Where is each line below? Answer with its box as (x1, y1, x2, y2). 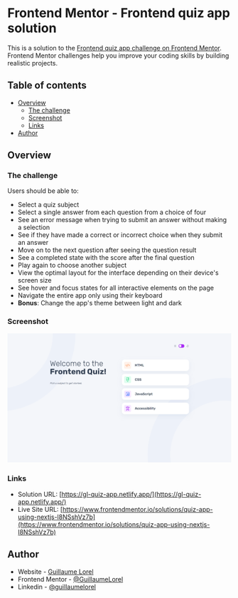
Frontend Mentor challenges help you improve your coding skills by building (7, 51, 229, 60)
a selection (17, 223, 50, 232)
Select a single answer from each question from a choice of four (17, 208, 207, 216)
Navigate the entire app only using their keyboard (17, 291, 163, 300)
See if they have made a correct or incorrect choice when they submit (17, 231, 223, 239)
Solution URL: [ (17, 490, 62, 498)
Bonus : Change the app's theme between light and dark (17, 299, 183, 308)
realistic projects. (7, 58, 58, 67)
